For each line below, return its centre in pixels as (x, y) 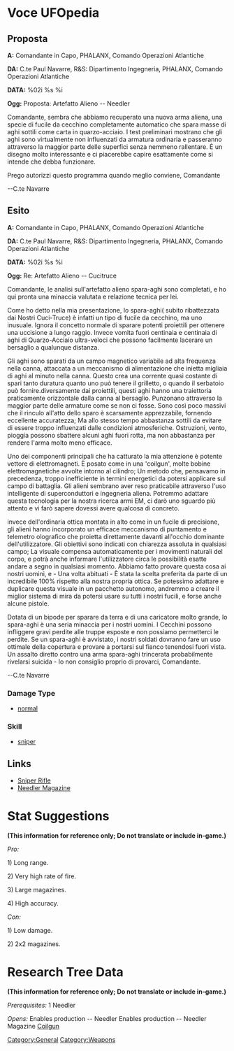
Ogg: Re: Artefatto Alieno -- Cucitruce (62, 276)
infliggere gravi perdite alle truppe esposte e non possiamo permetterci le (113, 631)
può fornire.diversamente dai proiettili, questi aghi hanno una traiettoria (109, 390)
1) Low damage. (30, 931)
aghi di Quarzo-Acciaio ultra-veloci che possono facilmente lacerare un (110, 340)
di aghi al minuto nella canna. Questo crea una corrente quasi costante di (112, 376)
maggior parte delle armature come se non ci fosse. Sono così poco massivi (117, 405)
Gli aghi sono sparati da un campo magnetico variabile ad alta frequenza (112, 361)
